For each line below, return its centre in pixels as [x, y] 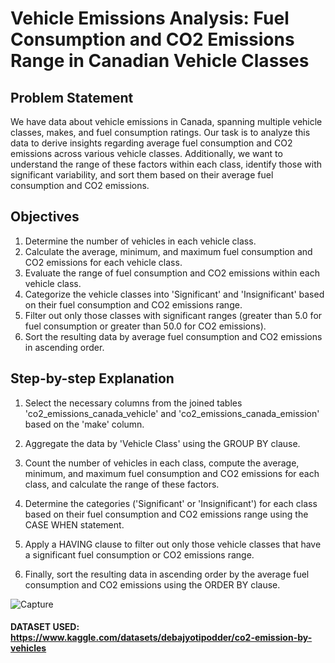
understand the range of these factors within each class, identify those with [166, 164]
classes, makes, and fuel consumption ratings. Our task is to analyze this [160, 132]
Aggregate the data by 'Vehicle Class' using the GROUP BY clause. [162, 443]
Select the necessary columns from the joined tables [133, 403]
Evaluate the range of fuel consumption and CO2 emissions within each [172, 273]
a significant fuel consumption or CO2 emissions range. [139, 554]
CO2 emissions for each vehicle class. [103, 262]
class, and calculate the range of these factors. [122, 484]
